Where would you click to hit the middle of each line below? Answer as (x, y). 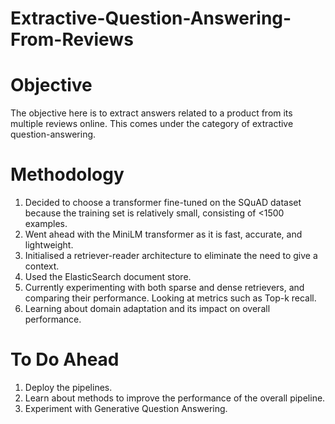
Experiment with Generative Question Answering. (126, 408)
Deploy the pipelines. (68, 387)
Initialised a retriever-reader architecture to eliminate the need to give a (171, 256)
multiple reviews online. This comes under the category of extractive (152, 124)
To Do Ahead (65, 359)
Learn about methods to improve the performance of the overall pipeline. (175, 398)
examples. (46, 224)
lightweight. (49, 245)
